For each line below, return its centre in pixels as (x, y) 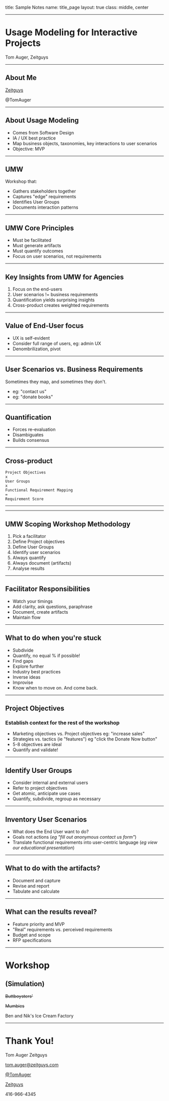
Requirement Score (24, 499)
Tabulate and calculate (36, 891)
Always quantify (29, 558)
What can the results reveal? (51, 912)
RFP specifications (32, 940)
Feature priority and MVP (38, 924)
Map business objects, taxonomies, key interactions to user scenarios (85, 143)
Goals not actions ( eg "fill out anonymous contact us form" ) (74, 837)
